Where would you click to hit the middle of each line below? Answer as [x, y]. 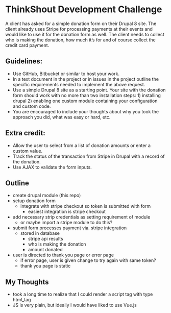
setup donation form [34, 201]
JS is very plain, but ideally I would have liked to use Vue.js [75, 305]
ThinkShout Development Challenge [84, 9]
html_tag [22, 300]
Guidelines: [24, 62]
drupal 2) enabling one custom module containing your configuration [85, 101]
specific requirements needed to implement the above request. [79, 84]
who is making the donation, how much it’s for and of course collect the [80, 40]
